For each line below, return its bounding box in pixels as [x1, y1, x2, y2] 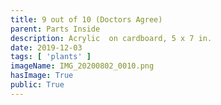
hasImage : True [10, 71, 74, 81]
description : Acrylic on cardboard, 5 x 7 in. [10, 33, 213, 43]
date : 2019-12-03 [10, 42, 83, 53]
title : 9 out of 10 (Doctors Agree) [10, 14, 163, 25]
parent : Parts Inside [10, 24, 101, 34]
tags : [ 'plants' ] [10, 52, 92, 62]
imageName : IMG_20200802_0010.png [10, 61, 155, 71]
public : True [10, 80, 65, 90]
